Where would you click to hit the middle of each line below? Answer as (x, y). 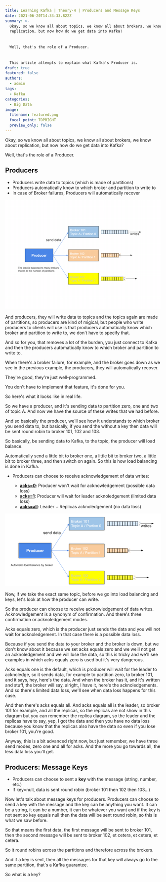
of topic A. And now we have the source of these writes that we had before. (82, 411)
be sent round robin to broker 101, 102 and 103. (53, 431)
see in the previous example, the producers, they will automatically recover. (82, 367)
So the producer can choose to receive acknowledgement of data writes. (80, 609)
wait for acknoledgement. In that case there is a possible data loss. (73, 635)
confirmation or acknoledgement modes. (47, 620)
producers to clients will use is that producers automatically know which (79, 327)
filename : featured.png (34, 115)
